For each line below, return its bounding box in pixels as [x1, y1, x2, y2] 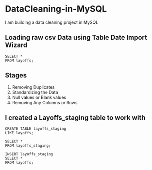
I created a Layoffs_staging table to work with [5, 113, 146, 122]
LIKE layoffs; [5, 131, 34, 136]
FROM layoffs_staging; [5, 143, 51, 148]
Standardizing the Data [12, 89, 58, 95]
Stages [5, 71, 27, 79]
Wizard [5, 41, 28, 49]
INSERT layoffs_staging [5, 152, 53, 157]
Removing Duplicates [12, 84, 55, 90]
